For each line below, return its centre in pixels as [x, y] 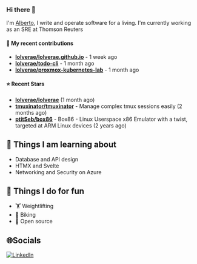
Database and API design [47, 159]
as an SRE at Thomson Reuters [45, 29]
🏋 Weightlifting [34, 206]
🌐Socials [24, 240]
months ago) [31, 112]
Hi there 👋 [21, 10]
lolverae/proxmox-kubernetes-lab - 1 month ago [77, 70]
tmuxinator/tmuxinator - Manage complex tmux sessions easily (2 [99, 106]
